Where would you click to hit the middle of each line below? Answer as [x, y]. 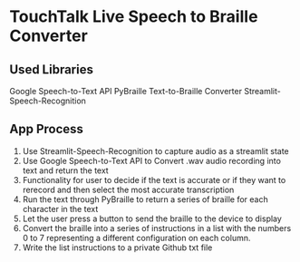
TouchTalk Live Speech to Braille [134, 17]
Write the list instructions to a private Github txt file [117, 247]
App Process [47, 129]
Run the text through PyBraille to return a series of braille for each [145, 199]
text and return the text [65, 170]
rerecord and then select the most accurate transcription [128, 189]
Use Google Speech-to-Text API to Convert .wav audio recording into [151, 160]
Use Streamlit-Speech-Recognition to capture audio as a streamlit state [156, 150]
